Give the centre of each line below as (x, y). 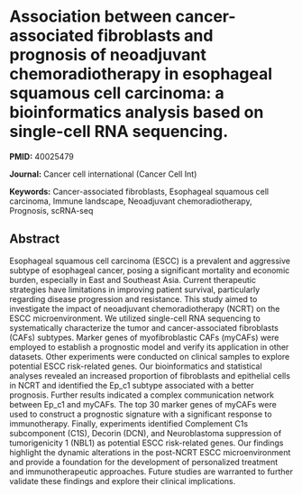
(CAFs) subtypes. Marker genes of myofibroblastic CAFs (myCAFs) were (144, 337)
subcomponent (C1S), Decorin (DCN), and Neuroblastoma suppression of (146, 433)
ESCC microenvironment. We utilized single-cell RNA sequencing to (135, 318)
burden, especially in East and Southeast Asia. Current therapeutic (133, 280)
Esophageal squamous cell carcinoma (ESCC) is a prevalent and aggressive (150, 261)
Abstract (35, 239)
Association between (91, 17)
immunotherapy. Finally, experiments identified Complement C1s (129, 423)
